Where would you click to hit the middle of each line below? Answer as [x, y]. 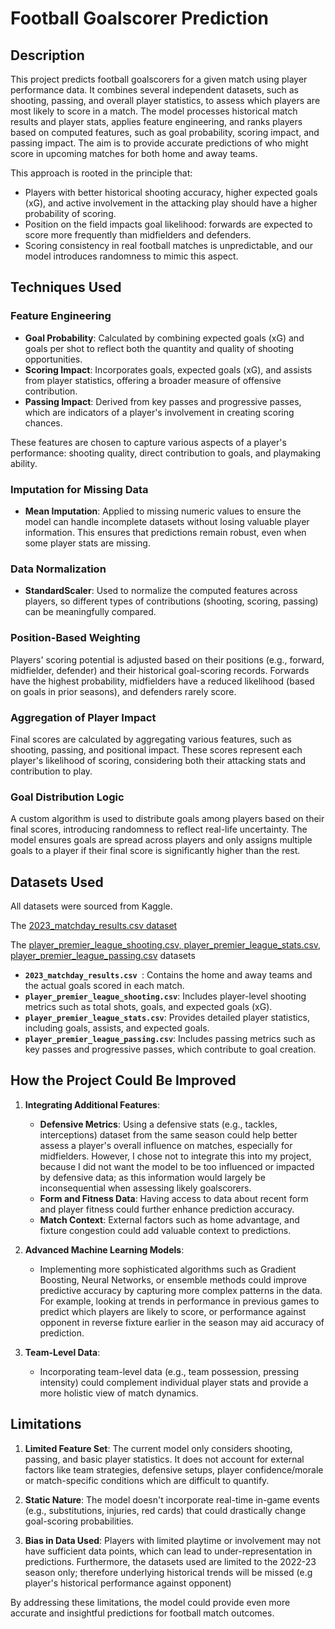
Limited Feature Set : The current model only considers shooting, [158, 1448]
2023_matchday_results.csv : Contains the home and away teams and [168, 974]
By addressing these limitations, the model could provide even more [150, 1602]
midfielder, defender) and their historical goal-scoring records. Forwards [160, 670]
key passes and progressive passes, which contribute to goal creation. [170, 1049]
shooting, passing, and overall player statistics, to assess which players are [165, 100]
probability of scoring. [70, 213]
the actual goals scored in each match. [104, 985]
